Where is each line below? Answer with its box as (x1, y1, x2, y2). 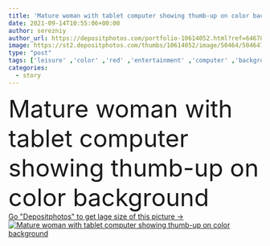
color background (8, 182, 210, 212)
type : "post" (8, 49, 52, 57)
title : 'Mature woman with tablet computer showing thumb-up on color (8, 11, 250, 20)
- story (15, 71, 42, 79)
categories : (8, 64, 48, 72)
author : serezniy (8, 26, 67, 34)
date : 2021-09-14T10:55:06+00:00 (8, 19, 121, 27)
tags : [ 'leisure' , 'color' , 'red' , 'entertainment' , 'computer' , (8, 57, 235, 65)
